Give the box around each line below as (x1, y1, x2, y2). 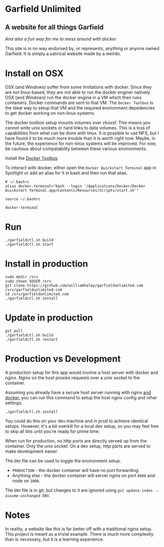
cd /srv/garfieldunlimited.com (5, 291, 69, 296)
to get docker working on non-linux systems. (5, 110, 95, 116)
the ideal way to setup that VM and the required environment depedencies (5, 104, 155, 111)
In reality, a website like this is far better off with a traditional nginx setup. (5, 526, 153, 532)
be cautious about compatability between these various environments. (5, 146, 147, 152)
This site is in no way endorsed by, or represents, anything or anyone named (5, 46, 160, 51)
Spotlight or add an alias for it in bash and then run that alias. (5, 170, 128, 176)
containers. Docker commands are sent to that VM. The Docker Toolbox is (5, 100, 153, 105)
